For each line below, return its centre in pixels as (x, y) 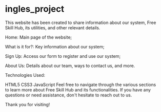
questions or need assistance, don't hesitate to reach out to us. (69, 95)
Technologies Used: (25, 75)
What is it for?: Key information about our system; (55, 46)
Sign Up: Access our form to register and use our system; (63, 56)
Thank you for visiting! (28, 104)
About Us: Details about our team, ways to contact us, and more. (70, 66)
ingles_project (35, 9)
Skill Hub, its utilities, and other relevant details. (53, 27)
